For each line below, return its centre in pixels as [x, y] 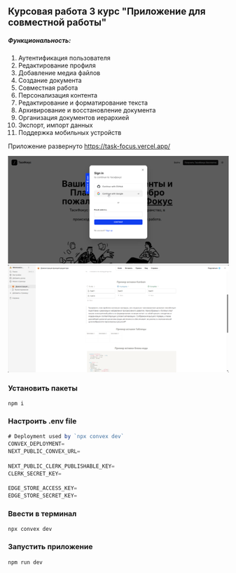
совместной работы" [57, 23]
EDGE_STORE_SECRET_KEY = [43, 496]
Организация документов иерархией [74, 118]
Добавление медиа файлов [59, 73]
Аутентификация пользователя [64, 58]
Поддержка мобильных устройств [70, 133]
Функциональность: [40, 40]
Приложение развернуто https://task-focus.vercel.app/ [89, 146]
